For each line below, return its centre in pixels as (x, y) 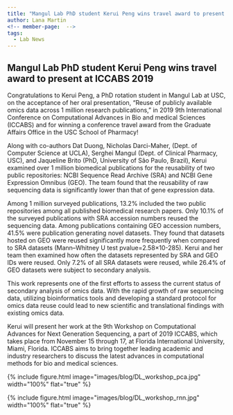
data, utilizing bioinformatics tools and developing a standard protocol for (112, 298)
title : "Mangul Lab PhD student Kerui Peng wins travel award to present (116, 14)
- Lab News (29, 40)
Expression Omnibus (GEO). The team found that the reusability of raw (108, 182)
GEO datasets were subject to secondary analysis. (79, 270)
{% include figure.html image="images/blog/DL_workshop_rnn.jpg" (103, 398)
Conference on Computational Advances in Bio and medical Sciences (106, 117)
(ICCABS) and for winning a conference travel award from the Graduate (109, 124)
